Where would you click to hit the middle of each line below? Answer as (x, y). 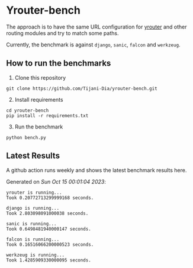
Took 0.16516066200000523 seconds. (50, 244)
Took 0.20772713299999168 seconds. (50, 198)
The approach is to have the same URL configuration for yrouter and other (96, 27)
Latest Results (33, 156)
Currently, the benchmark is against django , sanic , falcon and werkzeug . (93, 45)
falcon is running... (33, 239)
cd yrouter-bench (28, 111)
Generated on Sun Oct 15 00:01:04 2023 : (56, 181)
